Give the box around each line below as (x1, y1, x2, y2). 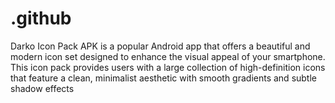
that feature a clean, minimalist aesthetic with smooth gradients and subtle (10, 72, 318, 84)
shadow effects (10, 82, 75, 94)
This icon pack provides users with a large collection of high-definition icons (10, 61, 326, 73)
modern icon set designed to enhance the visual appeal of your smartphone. (10, 50, 326, 62)
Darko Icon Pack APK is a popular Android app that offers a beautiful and (10, 40, 311, 52)
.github (10, 7, 72, 30)
